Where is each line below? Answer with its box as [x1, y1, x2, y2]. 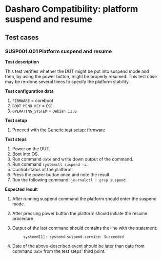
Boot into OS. [12, 151, 39, 157]
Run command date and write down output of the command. [12, 156, 134, 162]
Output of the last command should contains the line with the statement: [12, 225, 158, 231]
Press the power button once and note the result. [12, 172, 111, 178]
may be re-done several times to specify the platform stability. [5, 79, 130, 84]
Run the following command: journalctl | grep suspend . [12, 177, 127, 182]
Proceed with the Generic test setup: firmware [12, 127, 105, 133]
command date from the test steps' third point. [12, 248, 106, 254]
